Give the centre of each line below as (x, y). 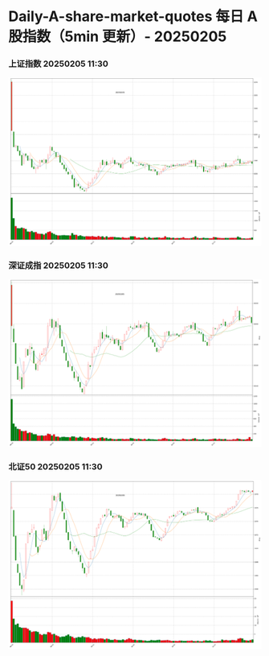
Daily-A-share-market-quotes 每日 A (133, 17)
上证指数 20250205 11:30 (58, 64)
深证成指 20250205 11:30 (58, 265)
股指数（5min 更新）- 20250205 (118, 37)
